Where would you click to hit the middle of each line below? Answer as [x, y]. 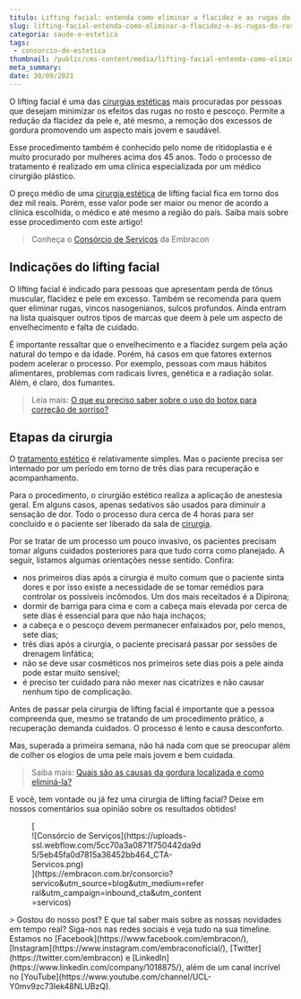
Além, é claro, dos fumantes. [62, 383]
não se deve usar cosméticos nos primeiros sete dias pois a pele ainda [153, 663]
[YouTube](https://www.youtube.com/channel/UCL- [116, 977]
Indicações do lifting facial [84, 267]
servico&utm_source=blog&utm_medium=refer [118, 883]
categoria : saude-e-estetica [64, 34]
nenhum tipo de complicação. [77, 692]
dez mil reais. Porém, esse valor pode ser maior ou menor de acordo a [139, 202]
